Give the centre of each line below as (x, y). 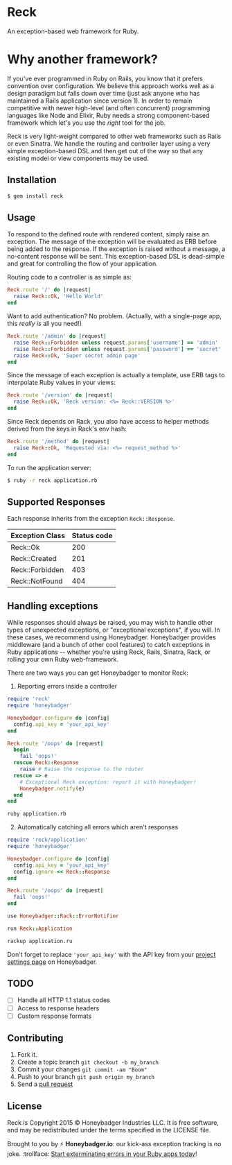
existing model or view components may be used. (78, 158)
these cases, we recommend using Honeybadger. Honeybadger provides (111, 637)
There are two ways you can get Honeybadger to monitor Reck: (98, 673)
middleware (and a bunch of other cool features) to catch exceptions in (109, 645)
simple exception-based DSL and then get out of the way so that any (105, 150)
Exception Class (38, 536)
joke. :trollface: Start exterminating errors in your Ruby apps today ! (102, 1154)
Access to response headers (58, 1008)
